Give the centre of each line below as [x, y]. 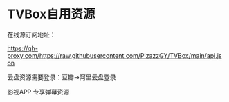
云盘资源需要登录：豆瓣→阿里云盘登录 [62, 77]
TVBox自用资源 [51, 14]
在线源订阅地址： [31, 34]
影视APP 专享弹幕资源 [38, 92]
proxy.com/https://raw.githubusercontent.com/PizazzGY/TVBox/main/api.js [115, 55]
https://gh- [22, 48]
